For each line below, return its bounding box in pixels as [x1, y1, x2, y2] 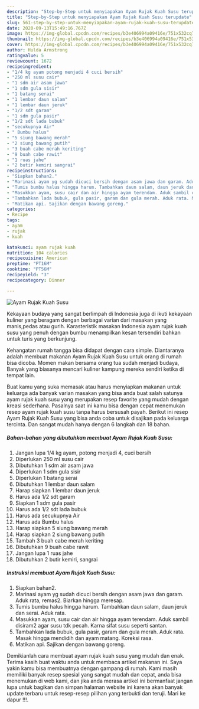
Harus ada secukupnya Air [15, 512, 80, 519]
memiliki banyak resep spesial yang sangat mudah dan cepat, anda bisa [6, 671, 182, 678]
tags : [6, 217, 20, 223]
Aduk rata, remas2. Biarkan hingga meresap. [15, 597, 124, 604]
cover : [6, 42, 23, 48]
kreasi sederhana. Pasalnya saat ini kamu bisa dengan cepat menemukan [6, 402, 185, 409]
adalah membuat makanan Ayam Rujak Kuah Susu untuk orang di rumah [6, 352, 182, 360]
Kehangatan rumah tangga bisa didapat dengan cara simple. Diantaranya [6, 347, 184, 354]
